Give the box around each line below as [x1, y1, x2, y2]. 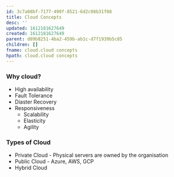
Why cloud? [6, 72, 41, 81]
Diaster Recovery [14, 98, 57, 105]
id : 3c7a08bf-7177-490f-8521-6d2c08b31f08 [6, 8, 112, 15]
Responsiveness [14, 104, 55, 111]
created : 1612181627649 [6, 31, 65, 37]
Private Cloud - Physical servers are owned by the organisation [14, 152, 169, 159]
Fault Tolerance [14, 92, 53, 99]
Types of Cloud [6, 138, 51, 146]
